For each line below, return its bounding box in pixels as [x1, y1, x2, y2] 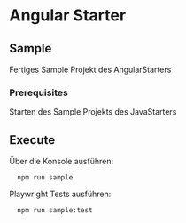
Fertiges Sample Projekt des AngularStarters [9, 64, 172, 75]
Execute [9, 132, 56, 147]
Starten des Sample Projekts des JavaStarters [9, 107, 177, 117]
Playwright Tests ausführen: [9, 188, 112, 200]
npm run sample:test [17, 206, 93, 215]
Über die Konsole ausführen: [9, 156, 113, 167]
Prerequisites [9, 86, 68, 99]
